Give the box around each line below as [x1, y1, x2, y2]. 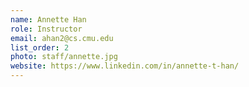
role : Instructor [10, 24, 83, 34]
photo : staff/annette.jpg [10, 52, 118, 62]
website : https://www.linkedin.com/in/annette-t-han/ [10, 61, 240, 71]
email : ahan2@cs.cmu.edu [10, 33, 114, 43]
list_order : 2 [10, 42, 70, 53]
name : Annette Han [10, 14, 87, 25]
